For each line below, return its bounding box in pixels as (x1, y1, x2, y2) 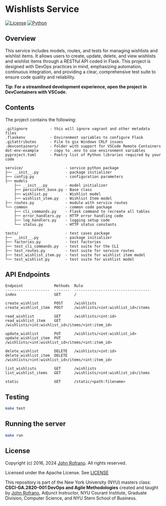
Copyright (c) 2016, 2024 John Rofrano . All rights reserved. (5, 460, 127, 466)
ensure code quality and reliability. (5, 74, 76, 80)
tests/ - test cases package (5, 230, 110, 236)
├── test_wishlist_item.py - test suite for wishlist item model (5, 252, 146, 257)
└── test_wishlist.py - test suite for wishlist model (5, 257, 135, 262)
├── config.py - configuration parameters (5, 174, 123, 179)
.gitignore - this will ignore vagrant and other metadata (5, 126, 150, 131)
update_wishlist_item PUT (5, 336, 61, 341)
